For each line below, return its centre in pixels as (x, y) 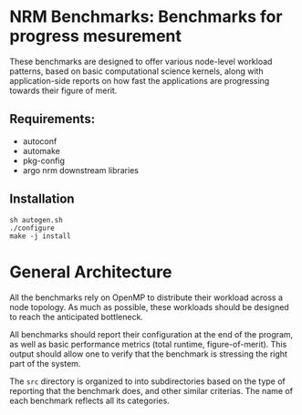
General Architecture (91, 272)
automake (42, 150)
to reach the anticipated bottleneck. (77, 316)
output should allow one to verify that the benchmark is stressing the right (148, 354)
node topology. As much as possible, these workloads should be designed (149, 306)
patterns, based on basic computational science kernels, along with (136, 71)
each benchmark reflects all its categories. (90, 400)
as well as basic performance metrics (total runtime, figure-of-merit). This (148, 344)
